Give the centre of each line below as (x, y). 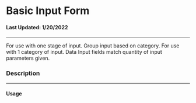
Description (23, 73)
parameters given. (28, 58)
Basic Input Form (48, 11)
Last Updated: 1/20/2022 (37, 27)
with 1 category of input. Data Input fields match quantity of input (84, 52)
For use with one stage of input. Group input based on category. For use (93, 46)
